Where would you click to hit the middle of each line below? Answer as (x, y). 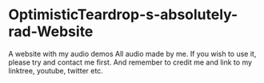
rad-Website (51, 32)
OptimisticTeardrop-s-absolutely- (123, 15)
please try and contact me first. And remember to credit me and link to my (130, 62)
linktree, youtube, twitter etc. (56, 70)
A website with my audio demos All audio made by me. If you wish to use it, (132, 53)
